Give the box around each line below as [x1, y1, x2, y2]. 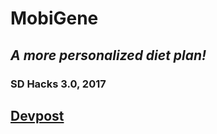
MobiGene [10, 7, 99, 30]
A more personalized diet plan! [10, 47, 207, 64]
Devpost [10, 107, 65, 124]
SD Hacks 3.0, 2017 [10, 77, 107, 91]
